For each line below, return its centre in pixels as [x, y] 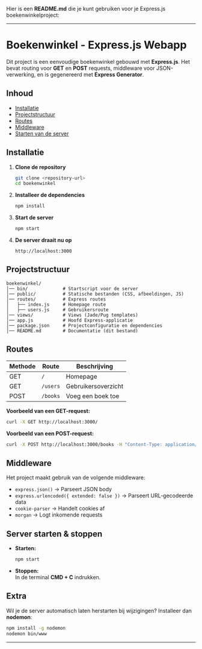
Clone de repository [40, 167]
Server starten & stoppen [54, 534]
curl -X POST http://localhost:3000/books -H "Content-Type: [84, 444]
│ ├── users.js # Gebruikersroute [58, 309]
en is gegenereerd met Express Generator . [90, 74]
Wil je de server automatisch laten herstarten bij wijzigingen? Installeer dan [99, 610]
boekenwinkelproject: [33, 15]
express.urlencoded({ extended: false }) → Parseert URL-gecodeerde [104, 495]
